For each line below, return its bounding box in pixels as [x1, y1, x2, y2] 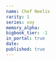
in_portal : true [6, 35, 45, 41]
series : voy [6, 19, 35, 25]
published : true [6, 46, 45, 52]
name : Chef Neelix [6, 8, 50, 15]
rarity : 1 [6, 14, 30, 20]
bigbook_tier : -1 [6, 30, 48, 36]
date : [6, 41, 19, 47]
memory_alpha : [6, 24, 40, 31]
